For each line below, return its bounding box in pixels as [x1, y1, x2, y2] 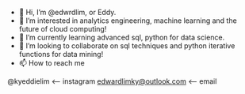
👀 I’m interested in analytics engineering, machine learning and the [18, 16, 237, 25]
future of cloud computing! [18, 24, 107, 33]
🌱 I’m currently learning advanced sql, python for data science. [18, 32, 225, 42]
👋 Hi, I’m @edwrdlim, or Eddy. [18, 8, 117, 17]
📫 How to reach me [18, 58, 85, 67]
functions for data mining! [18, 50, 104, 58]
